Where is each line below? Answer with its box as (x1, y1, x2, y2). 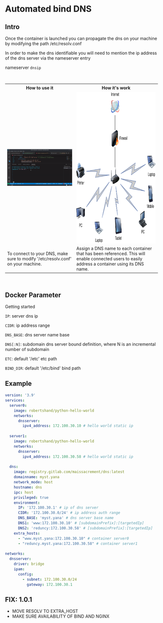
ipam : (14, 566, 25, 572)
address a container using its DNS (76, 261, 144, 267)
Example (5, 379, 32, 387)
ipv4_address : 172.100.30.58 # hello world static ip (22, 454, 133, 459)
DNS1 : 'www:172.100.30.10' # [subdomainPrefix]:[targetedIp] (17, 521, 145, 526)
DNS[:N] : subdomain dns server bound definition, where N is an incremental (5, 341, 156, 347)
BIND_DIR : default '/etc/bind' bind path (5, 365, 81, 371)
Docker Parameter (5, 291, 62, 299)
